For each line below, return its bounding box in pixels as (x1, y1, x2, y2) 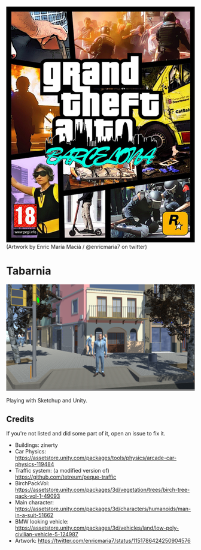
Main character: (14, 499, 54, 506)
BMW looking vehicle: (14, 518, 69, 525)
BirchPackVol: (14, 480, 50, 487)
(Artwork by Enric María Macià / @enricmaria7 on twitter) (6, 243, 148, 250)
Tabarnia (6, 264, 51, 278)
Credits (6, 414, 35, 424)
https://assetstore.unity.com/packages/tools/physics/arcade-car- (14, 454, 177, 462)
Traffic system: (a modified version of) (14, 467, 109, 474)
